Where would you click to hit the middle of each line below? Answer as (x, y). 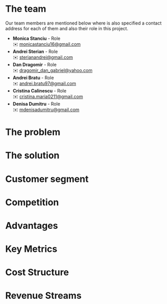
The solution (32, 156)
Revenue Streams (44, 296)
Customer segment (47, 179)
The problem (33, 132)
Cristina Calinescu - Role (39, 90)
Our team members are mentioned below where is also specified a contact (83, 23)
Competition (32, 202)
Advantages (32, 226)
